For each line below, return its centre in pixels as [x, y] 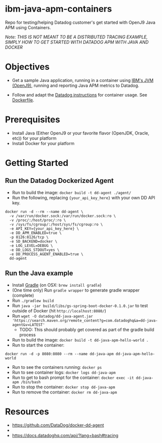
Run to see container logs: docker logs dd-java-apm [64, 372]
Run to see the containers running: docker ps [57, 367]
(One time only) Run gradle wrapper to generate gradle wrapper [76, 290]
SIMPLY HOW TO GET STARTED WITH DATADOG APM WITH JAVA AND [77, 42]
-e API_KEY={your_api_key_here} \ [44, 229]
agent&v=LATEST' [28, 325]
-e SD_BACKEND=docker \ [33, 241]
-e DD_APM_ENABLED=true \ [36, 233]
